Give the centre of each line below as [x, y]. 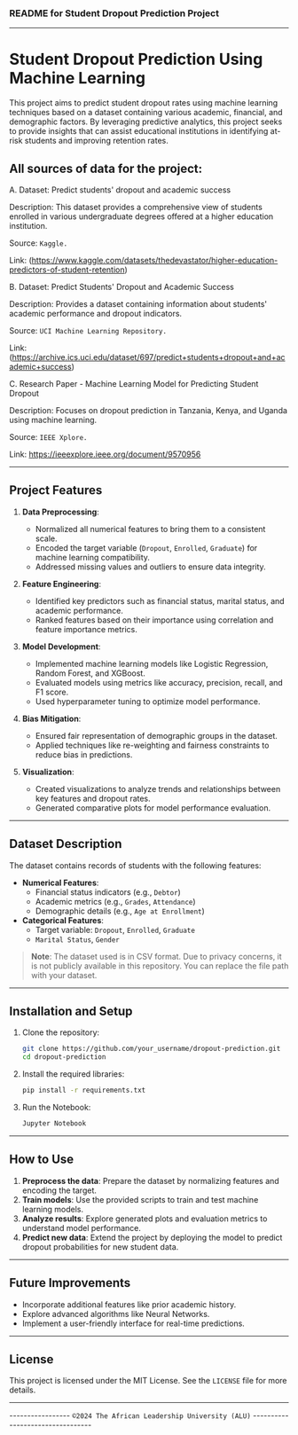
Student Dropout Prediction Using [136, 59]
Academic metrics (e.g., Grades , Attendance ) [116, 901]
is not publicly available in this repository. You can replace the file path [160, 966]
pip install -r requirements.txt [84, 1090]
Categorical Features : [63, 920]
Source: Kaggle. [39, 243]
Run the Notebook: [56, 1108]
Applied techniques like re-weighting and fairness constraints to [152, 745]
